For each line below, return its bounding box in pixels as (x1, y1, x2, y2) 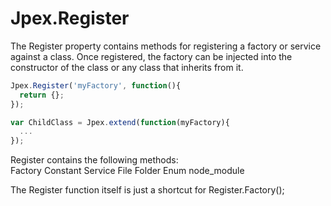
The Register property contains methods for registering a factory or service (10, 40, 322, 52)
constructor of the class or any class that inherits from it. (10, 61, 244, 73)
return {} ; (19, 90, 65, 100)
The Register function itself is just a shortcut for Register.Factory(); (10, 184, 285, 196)
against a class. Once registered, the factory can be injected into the (10, 50, 293, 62)
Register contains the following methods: (10, 154, 179, 166)
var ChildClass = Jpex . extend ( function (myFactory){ (10, 117, 230, 127)
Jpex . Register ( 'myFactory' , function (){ (10, 80, 182, 91)
